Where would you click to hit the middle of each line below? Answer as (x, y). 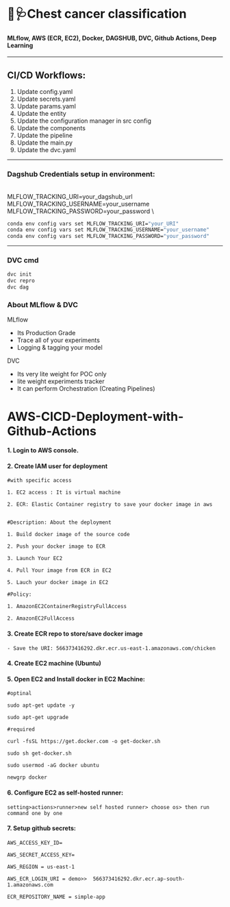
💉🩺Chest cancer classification (97, 14)
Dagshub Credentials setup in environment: (81, 174)
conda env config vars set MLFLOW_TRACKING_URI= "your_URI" (93, 223)
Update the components (51, 128)
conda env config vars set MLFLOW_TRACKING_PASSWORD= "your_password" (108, 237)
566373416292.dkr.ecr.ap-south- (139, 879)
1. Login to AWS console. (43, 450)
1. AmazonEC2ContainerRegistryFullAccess (67, 607)
